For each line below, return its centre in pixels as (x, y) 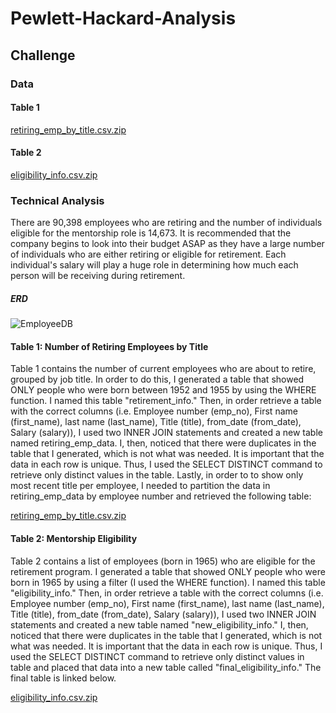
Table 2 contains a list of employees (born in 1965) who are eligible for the (163, 561)
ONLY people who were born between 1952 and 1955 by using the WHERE (163, 390)
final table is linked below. (63, 678)
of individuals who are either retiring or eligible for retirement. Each (148, 254)
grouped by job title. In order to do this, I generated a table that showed (157, 379)
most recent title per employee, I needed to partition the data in (140, 486)
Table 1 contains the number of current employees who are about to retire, (163, 369)
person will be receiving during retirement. (98, 276)
